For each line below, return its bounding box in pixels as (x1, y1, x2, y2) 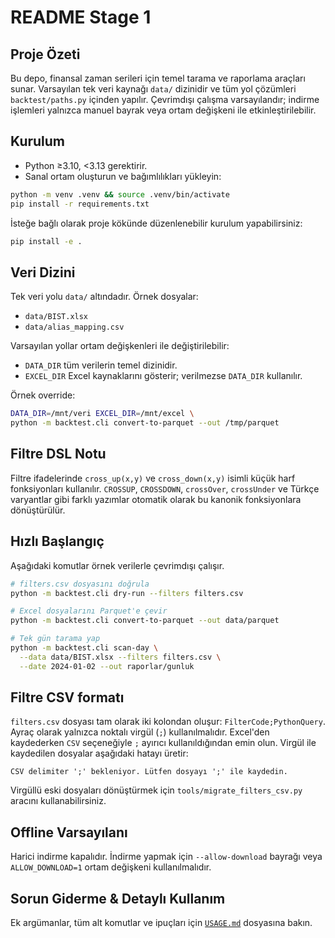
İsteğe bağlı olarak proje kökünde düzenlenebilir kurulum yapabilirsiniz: (10, 217, 303, 229)
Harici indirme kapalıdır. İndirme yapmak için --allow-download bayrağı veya (10, 851, 323, 863)
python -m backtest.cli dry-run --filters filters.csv (10, 588, 244, 598)
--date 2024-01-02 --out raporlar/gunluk (19, 661, 195, 671)
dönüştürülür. (10, 504, 66, 516)
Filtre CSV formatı (10, 689, 125, 706)
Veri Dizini (10, 264, 76, 281)
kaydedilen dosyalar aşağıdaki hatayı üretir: (10, 747, 189, 760)
